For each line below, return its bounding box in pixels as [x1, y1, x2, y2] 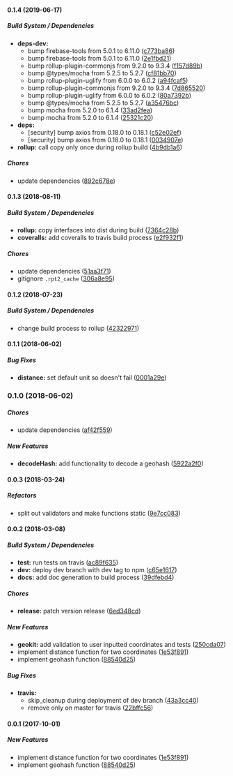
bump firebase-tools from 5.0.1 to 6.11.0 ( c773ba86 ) [27, 46, 175, 55]
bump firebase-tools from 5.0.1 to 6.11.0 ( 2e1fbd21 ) [27, 54, 172, 62]
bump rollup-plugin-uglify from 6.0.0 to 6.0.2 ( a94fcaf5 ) [27, 76, 188, 84]
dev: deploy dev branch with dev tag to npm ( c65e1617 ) [17, 566, 177, 574]
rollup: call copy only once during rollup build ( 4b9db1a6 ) [17, 143, 183, 151]
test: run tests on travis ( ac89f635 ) [17, 558, 119, 567]
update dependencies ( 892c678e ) [17, 177, 116, 185]
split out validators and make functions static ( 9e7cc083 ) [17, 509, 181, 517]
